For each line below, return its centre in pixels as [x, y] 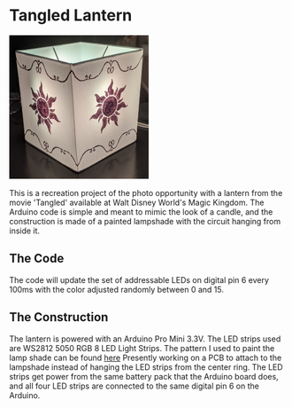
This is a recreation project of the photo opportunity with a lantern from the [146, 193]
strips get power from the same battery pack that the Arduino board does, [144, 376]
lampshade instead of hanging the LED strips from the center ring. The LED [146, 367]
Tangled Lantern [71, 16]
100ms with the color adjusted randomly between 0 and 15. [116, 289]
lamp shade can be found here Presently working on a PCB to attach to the [146, 357]
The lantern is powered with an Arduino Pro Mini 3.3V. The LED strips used [145, 339]
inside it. [25, 231]
